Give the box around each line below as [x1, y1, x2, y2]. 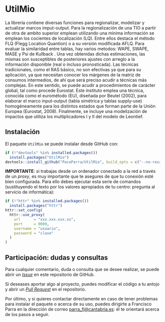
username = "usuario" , [14, 226, 60, 231]
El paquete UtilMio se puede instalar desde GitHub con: [5, 141, 119, 147]
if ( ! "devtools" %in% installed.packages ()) [5, 150, 98, 155]
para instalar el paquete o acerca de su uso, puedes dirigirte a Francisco [5, 301, 152, 307]
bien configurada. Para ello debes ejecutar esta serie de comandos [5, 179, 141, 185]
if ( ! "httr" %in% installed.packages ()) [5, 199, 89, 204]
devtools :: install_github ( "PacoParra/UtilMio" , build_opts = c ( [5, 160, 139, 164]
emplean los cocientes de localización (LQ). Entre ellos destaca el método [5, 35, 155, 41]
